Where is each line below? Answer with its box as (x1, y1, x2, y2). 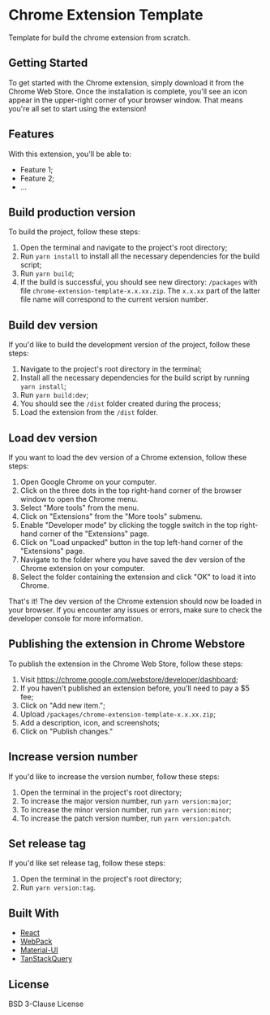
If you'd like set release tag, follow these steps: (8, 858, 166, 868)
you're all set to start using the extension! (8, 103, 147, 113)
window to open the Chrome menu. (19, 494, 139, 503)
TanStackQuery (19, 954, 73, 964)
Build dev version (8, 318, 99, 332)
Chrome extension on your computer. (19, 564, 145, 573)
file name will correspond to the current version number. (19, 294, 209, 304)
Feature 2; (19, 173, 55, 183)
